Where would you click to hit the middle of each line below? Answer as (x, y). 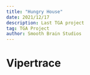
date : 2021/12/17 (28, 17)
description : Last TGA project (45, 23)
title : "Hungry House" (34, 12)
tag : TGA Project (28, 28)
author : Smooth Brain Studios (44, 34)
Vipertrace (34, 63)
